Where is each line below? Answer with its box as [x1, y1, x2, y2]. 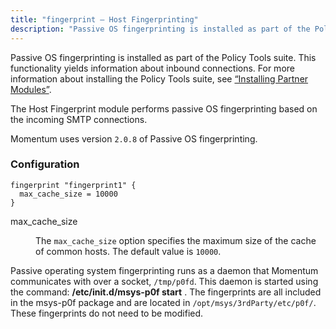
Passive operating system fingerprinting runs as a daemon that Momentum [10, 264, 319, 276]
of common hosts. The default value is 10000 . [35, 245, 222, 257]
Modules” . [10, 83, 52, 95]
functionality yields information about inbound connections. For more [10, 62, 295, 74]
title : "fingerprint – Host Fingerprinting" [10, 14, 199, 25]
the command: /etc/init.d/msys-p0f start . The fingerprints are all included [10, 286, 322, 298]
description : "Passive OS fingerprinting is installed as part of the [10, 24, 311, 34]
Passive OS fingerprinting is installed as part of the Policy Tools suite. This [10, 51, 317, 63]
